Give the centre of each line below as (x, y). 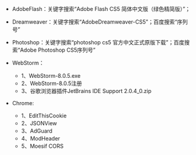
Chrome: (23, 103)
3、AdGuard (37, 131)
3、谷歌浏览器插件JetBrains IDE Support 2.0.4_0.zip (86, 91)
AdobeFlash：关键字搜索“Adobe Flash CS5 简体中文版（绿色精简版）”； (101, 9)
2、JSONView (39, 123)
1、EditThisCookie (44, 115)
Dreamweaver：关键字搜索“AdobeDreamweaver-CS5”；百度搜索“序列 (100, 22)
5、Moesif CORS (42, 146)
